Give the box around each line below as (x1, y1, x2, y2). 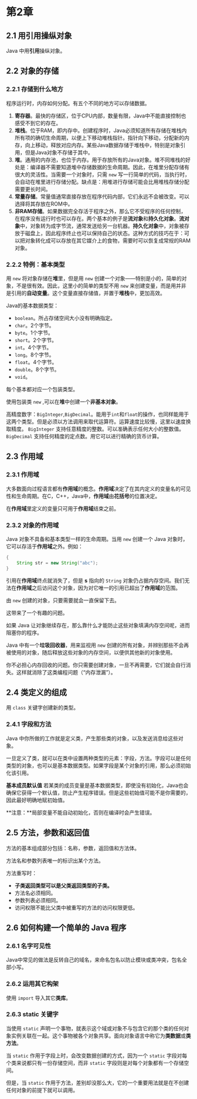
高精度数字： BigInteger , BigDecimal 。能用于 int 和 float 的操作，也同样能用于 (6, 411, 189, 418)
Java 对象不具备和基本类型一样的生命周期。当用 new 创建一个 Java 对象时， (6, 535, 188, 542)
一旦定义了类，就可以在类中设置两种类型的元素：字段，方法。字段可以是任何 (6, 754, 191, 761)
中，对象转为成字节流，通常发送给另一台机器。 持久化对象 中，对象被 (19, 222, 185, 229)
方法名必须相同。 (14, 889, 56, 896)
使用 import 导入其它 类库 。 (6, 994, 72, 1001)
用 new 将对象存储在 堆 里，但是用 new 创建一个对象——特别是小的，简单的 (6, 274, 182, 282)
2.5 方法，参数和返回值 (6, 828, 90, 838)
